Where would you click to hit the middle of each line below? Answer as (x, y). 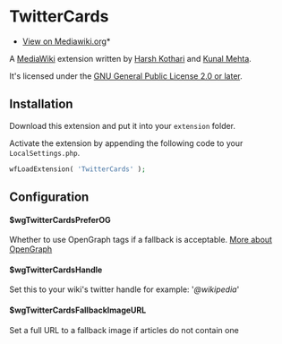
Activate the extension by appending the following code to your (126, 143)
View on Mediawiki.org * (66, 41)
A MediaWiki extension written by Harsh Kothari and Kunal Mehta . (131, 58)
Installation (41, 104)
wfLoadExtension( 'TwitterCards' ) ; (77, 169)
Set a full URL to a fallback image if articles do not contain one (124, 330)
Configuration (49, 198)
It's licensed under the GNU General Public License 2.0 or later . (126, 76)
